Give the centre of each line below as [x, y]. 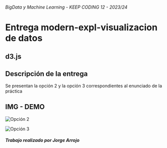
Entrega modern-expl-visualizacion [81, 27]
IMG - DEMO [25, 107]
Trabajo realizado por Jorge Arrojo [42, 140]
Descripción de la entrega [47, 74]
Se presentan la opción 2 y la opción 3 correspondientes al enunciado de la [84, 86]
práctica [14, 91]
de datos [24, 38]
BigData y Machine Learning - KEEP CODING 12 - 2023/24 [66, 7]
